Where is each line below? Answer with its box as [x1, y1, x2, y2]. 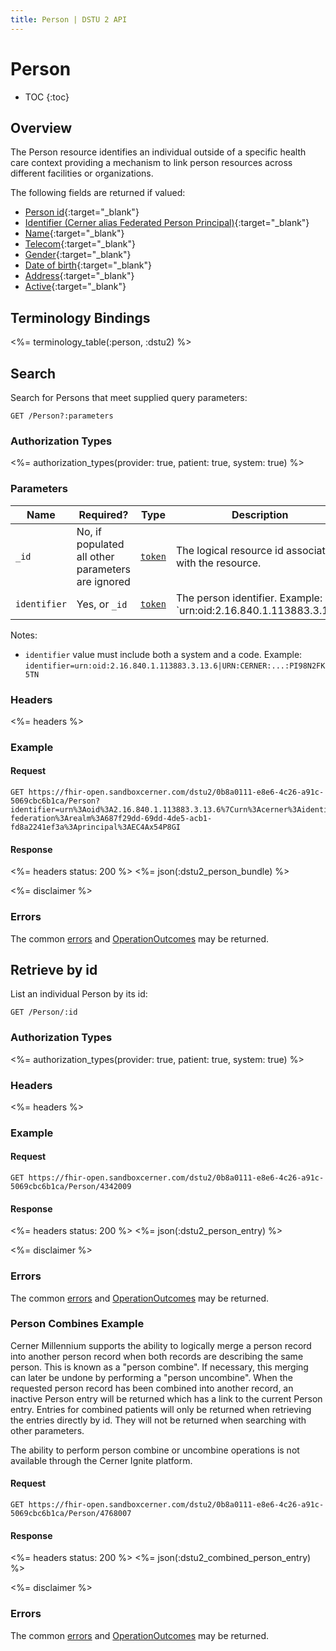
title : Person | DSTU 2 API [10, 14, 128, 25]
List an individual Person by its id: [10, 988, 148, 1000]
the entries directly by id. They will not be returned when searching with [10, 1414, 307, 1426]
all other [76, 549, 115, 563]
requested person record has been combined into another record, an [10, 1382, 294, 1394]
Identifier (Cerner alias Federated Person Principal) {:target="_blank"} [24, 217, 310, 229]
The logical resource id [175, 543, 284, 557]
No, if [76, 524, 102, 538]
